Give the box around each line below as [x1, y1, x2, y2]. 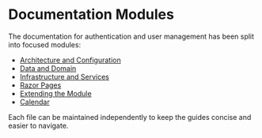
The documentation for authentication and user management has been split [8, 32, 255, 41]
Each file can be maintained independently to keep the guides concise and [8, 112, 252, 121]
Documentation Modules [8, 6, 174, 24]
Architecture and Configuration [19, 55, 121, 65]
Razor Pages [19, 80, 62, 90]
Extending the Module [19, 88, 93, 98]
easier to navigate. [8, 121, 69, 130]
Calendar [19, 97, 50, 106]
